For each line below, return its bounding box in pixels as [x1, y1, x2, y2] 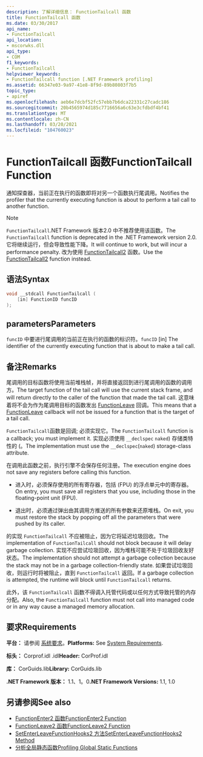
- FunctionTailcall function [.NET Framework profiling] [6, 76, 153, 82]
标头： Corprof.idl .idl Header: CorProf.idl [6, 652, 108, 659]
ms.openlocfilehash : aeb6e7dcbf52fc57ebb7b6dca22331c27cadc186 [6, 99, 170, 105]
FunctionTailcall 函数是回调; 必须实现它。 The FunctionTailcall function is [6, 427, 194, 434]
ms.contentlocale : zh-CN [6, 116, 69, 122]
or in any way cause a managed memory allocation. [6, 603, 135, 610]
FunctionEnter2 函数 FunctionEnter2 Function [15, 715, 127, 722]
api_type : [6, 48, 32, 55]
